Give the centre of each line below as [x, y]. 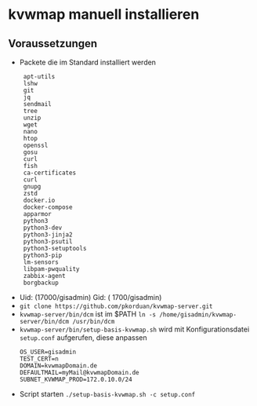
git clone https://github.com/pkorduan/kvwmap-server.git [116, 306]
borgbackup [41, 283]
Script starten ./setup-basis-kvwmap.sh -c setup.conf [107, 394]
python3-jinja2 [48, 235]
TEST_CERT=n [39, 359]
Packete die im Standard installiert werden [88, 62]
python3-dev [43, 228]
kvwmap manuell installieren [104, 15]
